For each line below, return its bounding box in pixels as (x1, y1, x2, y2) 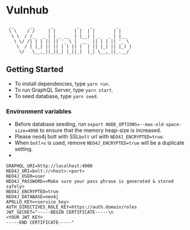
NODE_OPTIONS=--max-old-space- (105, 121, 182, 128)
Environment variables (6, 107, 72, 115)
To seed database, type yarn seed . (14, 92, 98, 100)
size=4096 (14, 128, 39, 134)
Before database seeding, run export (14, 121, 103, 128)
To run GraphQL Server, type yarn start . (14, 86, 113, 93)
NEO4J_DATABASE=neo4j (6, 194, 59, 200)
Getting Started (6, 65, 64, 75)
